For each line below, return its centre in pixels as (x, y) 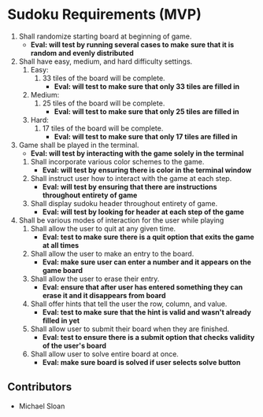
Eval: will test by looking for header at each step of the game (143, 212)
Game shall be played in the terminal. (79, 145)
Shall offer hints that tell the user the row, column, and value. (129, 304)
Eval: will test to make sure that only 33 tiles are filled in (147, 86)
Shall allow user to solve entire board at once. (104, 354)
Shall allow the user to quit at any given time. (103, 228)
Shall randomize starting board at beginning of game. (105, 36)
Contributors (40, 387)
